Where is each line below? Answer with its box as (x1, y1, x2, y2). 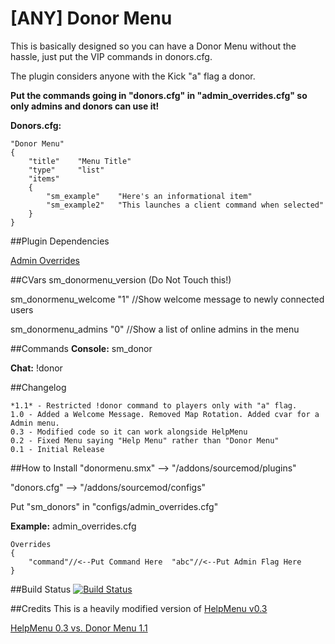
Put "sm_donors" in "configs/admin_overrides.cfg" (10, 500, 219, 512)
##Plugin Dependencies (10, 235, 110, 247)
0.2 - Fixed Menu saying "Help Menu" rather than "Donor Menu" (10, 435, 280, 446)
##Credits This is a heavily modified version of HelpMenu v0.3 (10, 602, 268, 614)
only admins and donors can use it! (10, 100, 160, 112)
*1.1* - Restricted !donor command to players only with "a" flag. (10, 400, 298, 411)
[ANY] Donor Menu (10, 7, 173, 30)
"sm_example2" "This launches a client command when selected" (46, 200, 325, 210)
